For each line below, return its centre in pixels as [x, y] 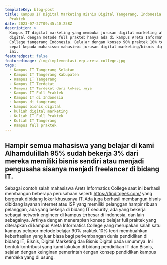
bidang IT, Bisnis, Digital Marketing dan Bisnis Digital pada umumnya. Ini [79, 241]
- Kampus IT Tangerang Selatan [42, 70]
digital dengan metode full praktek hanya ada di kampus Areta [76, 38]
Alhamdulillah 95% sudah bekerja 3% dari [72, 153]
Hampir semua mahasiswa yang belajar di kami [80, 145]
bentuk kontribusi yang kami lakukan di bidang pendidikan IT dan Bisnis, [79, 247]
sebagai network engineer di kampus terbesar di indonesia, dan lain [75, 215]
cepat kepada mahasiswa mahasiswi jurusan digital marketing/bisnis [82, 47]
